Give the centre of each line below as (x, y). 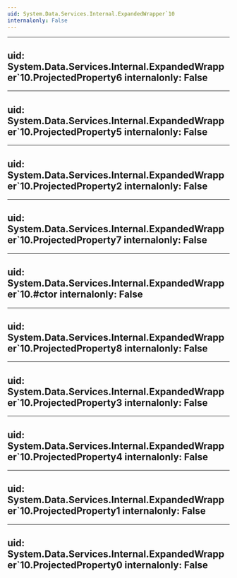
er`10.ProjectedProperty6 (65, 77)
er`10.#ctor (32, 295)
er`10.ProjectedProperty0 (65, 565)
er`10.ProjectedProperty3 (65, 403)
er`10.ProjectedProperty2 (65, 186)
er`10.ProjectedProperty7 (65, 240)
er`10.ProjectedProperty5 (65, 132)
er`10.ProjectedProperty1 (64, 511)
